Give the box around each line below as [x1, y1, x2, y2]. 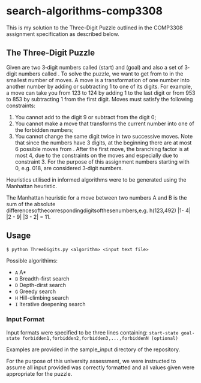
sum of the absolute [6, 200, 56, 207]
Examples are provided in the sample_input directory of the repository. [6, 346, 181, 353]
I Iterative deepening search [14, 300, 86, 307]
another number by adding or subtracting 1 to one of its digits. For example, [6, 83, 193, 90]
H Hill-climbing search [14, 294, 69, 301]
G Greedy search [14, 288, 56, 295]
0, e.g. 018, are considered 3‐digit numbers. [14, 164, 124, 171]
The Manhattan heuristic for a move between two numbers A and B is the [6, 194, 187, 201]
